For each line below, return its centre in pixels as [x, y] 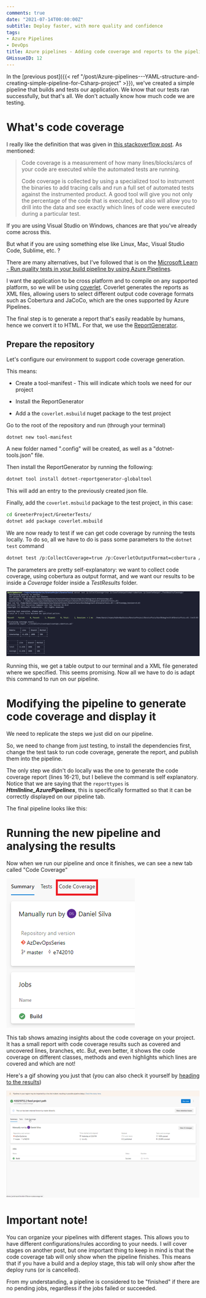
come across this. [29, 232]
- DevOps [17, 45]
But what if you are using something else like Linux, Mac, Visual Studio [96, 244]
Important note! [47, 1220]
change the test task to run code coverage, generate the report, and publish [102, 752]
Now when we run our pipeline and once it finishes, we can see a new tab [100, 863]
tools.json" [20, 455]
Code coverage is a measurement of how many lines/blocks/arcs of [107, 162]
